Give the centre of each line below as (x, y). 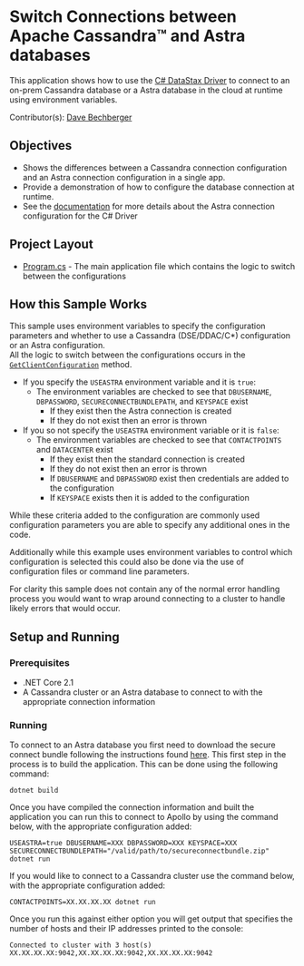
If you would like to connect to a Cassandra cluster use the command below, (152, 876)
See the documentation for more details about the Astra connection (148, 206)
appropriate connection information (89, 702)
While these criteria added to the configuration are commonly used (135, 515)
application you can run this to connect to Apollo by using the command (144, 817)
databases (50, 55)
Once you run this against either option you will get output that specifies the (151, 919)
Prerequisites (39, 662)
